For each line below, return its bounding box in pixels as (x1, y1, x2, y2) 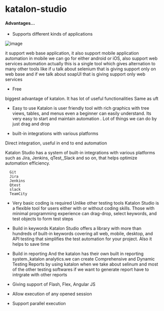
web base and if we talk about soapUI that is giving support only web (5, 71, 146, 77)
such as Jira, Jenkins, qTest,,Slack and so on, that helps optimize (5, 155, 137, 161)
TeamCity (9, 191, 28, 196)
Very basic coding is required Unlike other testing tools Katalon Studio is (12, 200, 159, 206)
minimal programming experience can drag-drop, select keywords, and (12, 211, 157, 217)
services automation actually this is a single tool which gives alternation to (5, 61, 156, 67)
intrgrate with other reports (12, 272, 67, 278)
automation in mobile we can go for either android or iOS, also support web (5, 55, 158, 61)
